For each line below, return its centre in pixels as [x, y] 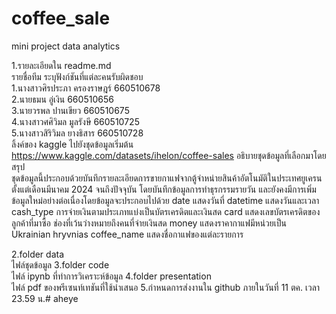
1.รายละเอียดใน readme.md [61, 65]
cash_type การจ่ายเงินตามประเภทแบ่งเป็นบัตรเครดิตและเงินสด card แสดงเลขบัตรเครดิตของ [166, 211]
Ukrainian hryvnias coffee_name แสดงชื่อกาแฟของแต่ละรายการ [127, 234]
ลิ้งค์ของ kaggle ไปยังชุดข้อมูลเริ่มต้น [72, 144]
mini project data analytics [66, 46]
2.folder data [38, 254]
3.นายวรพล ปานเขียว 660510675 [70, 110]
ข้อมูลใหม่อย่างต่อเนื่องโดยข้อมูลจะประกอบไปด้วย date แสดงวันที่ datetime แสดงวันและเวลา [165, 200]
